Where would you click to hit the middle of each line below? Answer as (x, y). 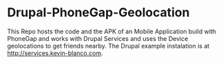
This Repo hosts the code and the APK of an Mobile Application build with (112, 31)
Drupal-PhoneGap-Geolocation (98, 13)
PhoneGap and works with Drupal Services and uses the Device (98, 38)
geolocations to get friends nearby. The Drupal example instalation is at (108, 46)
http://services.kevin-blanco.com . (55, 53)
